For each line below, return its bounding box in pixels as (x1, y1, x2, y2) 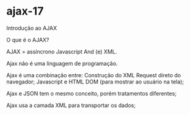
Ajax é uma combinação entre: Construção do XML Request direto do (6, 71, 181, 78)
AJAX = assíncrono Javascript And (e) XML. (6, 47, 117, 55)
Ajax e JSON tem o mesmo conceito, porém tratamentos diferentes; (6, 89, 177, 97)
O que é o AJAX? (6, 36, 49, 43)
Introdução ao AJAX (6, 24, 57, 32)
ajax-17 (6, 4, 44, 18)
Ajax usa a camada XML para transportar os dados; (6, 102, 136, 109)
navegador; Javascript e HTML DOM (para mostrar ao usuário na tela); (6, 78, 185, 85)
